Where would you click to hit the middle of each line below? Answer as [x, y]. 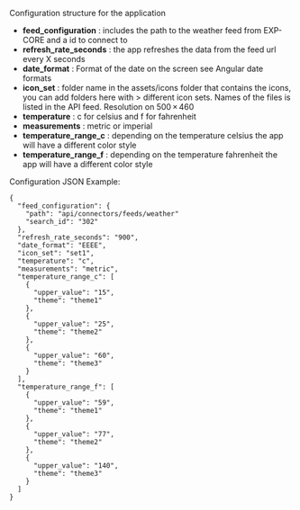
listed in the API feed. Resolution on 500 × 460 [108, 107]
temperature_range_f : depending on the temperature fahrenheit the [150, 155]
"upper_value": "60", [74, 355]
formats [37, 78]
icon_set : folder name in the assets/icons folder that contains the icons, [156, 88]
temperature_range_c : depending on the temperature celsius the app [153, 135]
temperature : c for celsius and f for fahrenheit [109, 116]
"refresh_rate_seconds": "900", [78, 237]
